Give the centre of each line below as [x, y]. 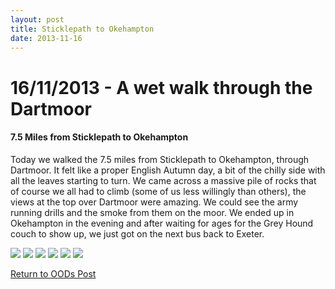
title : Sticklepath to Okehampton [82, 29]
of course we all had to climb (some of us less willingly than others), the [158, 191]
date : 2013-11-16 [46, 38]
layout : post [37, 19]
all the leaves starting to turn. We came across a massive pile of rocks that [163, 180]
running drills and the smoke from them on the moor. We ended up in [152, 212]
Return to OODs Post [53, 273]
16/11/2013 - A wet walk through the [161, 87]
